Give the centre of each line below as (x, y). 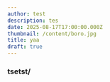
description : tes (33, 20)
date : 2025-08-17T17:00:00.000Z (55, 27)
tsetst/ (19, 71)
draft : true (25, 47)
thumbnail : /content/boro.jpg (52, 34)
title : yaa (23, 40)
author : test (27, 14)
